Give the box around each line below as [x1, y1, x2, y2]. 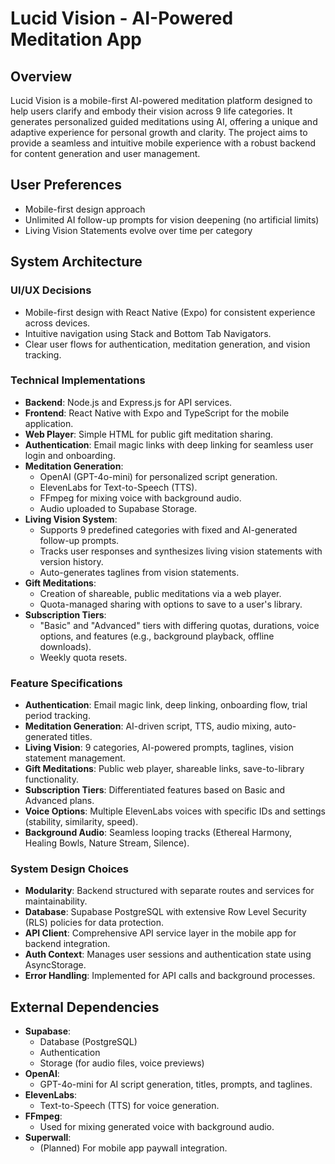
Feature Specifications [10, 676, 123, 690]
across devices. [24, 317, 91, 329]
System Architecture [10, 253, 143, 271]
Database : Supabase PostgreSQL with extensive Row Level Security [24, 906, 307, 918]
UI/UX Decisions [10, 283, 92, 297]
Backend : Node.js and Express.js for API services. [24, 396, 233, 408]
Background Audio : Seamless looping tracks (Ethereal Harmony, [24, 827, 293, 839]
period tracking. [24, 710, 91, 722]
